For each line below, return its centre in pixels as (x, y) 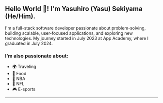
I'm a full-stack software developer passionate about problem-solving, (75, 28)
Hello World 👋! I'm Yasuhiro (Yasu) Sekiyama (74, 9)
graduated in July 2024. (29, 43)
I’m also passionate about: (37, 56)
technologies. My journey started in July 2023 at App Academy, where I (77, 38)
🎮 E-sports (24, 89)
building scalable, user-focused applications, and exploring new (69, 33)
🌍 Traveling (24, 67)
